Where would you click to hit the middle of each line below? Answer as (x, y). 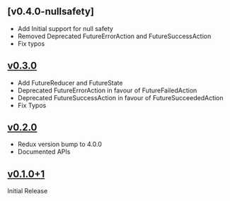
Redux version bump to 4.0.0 (60, 145)
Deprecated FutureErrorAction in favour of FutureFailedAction (107, 90)
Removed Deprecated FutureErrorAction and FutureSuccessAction (114, 36)
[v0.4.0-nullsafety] (51, 12)
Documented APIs (44, 152)
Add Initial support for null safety (65, 28)
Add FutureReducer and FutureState (70, 83)
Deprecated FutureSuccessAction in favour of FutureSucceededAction (121, 97)
